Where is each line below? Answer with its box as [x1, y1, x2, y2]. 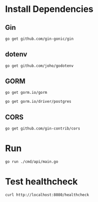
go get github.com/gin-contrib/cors [5, 126, 80, 131]
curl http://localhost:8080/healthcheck [5, 192, 90, 197]
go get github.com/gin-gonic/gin [5, 36, 74, 41]
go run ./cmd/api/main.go [5, 159, 58, 164]
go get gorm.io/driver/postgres [5, 99, 71, 104]
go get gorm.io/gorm [5, 90, 48, 95]
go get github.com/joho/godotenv [5, 63, 74, 68]
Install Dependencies [5, 3, 94, 15]
